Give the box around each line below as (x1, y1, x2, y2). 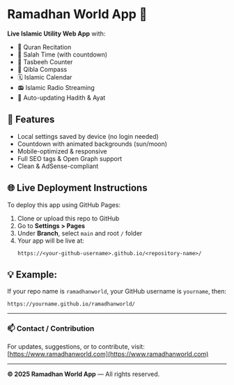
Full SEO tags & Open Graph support (17, 154, 123, 163)
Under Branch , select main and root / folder (17, 229, 143, 237)
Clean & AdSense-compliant (17, 162, 99, 170)
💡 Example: (7, 269, 58, 280)
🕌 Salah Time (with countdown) (17, 50, 108, 59)
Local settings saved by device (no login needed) (17, 132, 159, 140)
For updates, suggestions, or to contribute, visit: (7, 342, 145, 351)
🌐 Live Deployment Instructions (7, 182, 148, 194)
